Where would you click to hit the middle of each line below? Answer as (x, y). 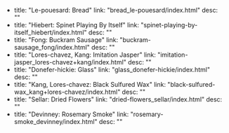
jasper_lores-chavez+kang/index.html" (70, 62)
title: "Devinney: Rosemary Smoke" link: (71, 114)
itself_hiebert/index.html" (50, 32)
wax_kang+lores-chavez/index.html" (67, 92)
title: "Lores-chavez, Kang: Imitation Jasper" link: (85, 55)
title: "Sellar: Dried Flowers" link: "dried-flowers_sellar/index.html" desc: (118, 99)
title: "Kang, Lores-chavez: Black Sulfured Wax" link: (90, 84)
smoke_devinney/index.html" (55, 121)
